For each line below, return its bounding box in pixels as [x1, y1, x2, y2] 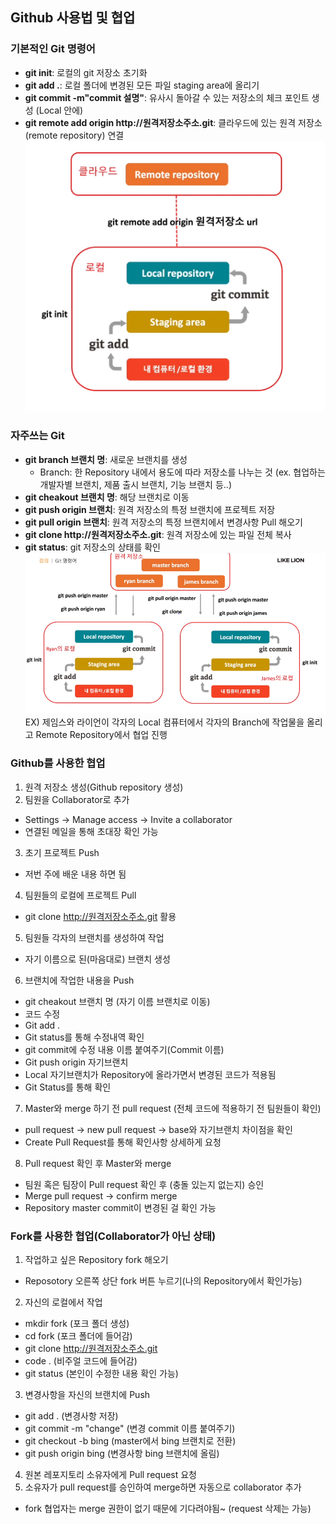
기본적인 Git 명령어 [10, 42, 96, 56]
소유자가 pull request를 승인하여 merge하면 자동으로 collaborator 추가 [24, 1481, 302, 1493]
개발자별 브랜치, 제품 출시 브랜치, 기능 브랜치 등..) [39, 478, 232, 490]
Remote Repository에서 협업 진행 [35, 729, 168, 741]
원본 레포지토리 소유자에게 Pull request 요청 [24, 1468, 197, 1480]
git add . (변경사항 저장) [24, 1409, 119, 1422]
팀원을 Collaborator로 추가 [24, 793, 130, 805]
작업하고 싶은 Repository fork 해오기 [24, 1253, 169, 1265]
